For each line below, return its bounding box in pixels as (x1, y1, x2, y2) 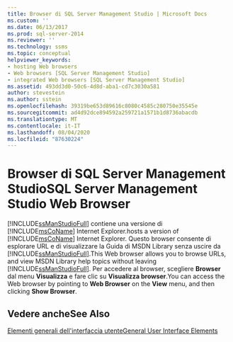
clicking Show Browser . (7, 287, 77, 296)
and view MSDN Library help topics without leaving (7, 257, 157, 266)
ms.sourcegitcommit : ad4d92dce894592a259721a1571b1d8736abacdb (7, 109, 198, 116)
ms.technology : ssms (7, 43, 69, 50)
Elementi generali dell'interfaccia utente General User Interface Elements (7, 326, 218, 335)
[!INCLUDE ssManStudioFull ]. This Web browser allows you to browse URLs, (7, 249, 227, 258)
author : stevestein (7, 89, 65, 96)
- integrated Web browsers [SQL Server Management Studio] (7, 76, 186, 84)
